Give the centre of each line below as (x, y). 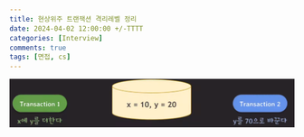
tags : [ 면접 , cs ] (40, 57)
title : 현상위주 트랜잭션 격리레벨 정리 (73, 19)
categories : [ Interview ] (56, 38)
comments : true (38, 48)
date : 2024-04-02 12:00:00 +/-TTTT (76, 28)
